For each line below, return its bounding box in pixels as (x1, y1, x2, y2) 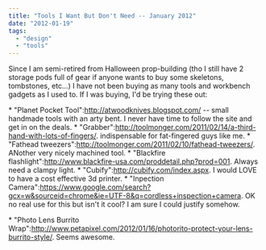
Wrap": (8, 223, 32, 234)
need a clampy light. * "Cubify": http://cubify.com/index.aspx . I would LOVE (8, 165, 257, 175)
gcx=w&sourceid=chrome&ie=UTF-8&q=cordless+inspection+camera (8, 191, 242, 201)
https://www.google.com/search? (39, 182, 152, 192)
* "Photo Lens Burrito (8, 215, 80, 225)
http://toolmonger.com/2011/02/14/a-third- (115, 123, 256, 132)
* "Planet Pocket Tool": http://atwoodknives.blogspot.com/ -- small (8, 106, 230, 115)
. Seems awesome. (52, 232, 115, 242)
